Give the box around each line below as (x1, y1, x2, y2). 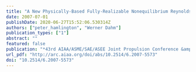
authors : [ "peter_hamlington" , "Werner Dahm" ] (6, 24, 121, 31)
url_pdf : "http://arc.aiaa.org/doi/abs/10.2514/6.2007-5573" (6, 52, 158, 57)
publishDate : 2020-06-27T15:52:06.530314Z (6, 19, 111, 25)
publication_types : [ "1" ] (6, 30, 69, 36)
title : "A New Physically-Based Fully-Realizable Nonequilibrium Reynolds (6, 8, 192, 15)
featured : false (6, 41, 45, 47)
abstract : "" (6, 35, 38, 41)
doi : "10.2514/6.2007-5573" (6, 57, 75, 63)
